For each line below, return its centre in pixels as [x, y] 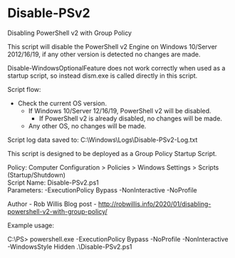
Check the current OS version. [62, 103]
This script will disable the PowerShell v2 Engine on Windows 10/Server [113, 46]
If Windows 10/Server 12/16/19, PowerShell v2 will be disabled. [120, 110]
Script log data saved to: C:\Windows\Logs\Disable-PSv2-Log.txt [103, 140]
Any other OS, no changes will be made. [87, 125]
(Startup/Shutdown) [37, 175]
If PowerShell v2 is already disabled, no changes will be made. [131, 118]
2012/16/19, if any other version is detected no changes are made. [104, 54]
